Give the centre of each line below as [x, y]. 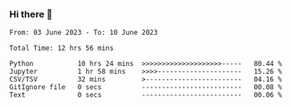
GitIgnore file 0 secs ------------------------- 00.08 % [145, 87]
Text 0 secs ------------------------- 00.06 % [145, 95]
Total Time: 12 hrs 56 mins [62, 48]
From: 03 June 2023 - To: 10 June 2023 [84, 33]
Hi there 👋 [31, 14]
